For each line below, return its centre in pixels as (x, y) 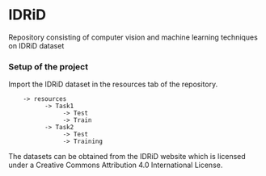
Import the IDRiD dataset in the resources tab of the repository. (113, 84)
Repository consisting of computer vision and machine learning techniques (133, 37)
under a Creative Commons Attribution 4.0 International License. (116, 165)
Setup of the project (49, 66)
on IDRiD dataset (36, 45)
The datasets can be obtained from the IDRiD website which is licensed (127, 157)
